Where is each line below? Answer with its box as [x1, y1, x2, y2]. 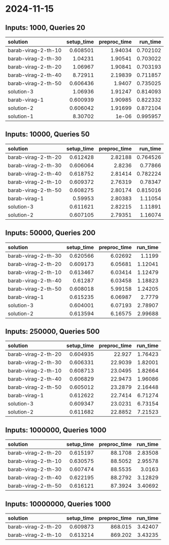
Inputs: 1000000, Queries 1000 [5, 426, 107, 434]
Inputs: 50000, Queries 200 [5, 229, 96, 237]
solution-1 [8, 113, 34, 120]
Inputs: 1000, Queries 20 [5, 23, 85, 32]
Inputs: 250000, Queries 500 [5, 327, 100, 336]
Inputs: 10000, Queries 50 [5, 130, 90, 139]
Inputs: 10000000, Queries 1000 [5, 499, 111, 508]
